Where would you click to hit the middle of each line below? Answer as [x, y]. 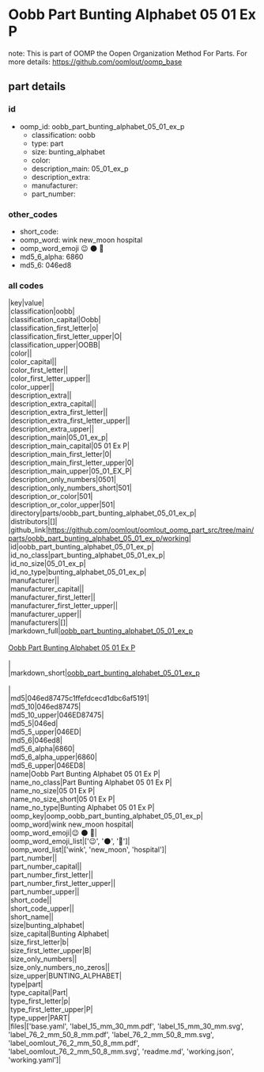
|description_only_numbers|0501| [62, 480]
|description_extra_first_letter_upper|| [69, 420]
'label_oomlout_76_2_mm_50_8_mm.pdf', [74, 1043]
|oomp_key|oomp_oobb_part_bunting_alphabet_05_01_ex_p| [106, 816]
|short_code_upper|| [41, 909]
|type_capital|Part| [38, 993]
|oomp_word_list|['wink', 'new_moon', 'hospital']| [88, 850]
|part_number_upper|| [44, 891]
